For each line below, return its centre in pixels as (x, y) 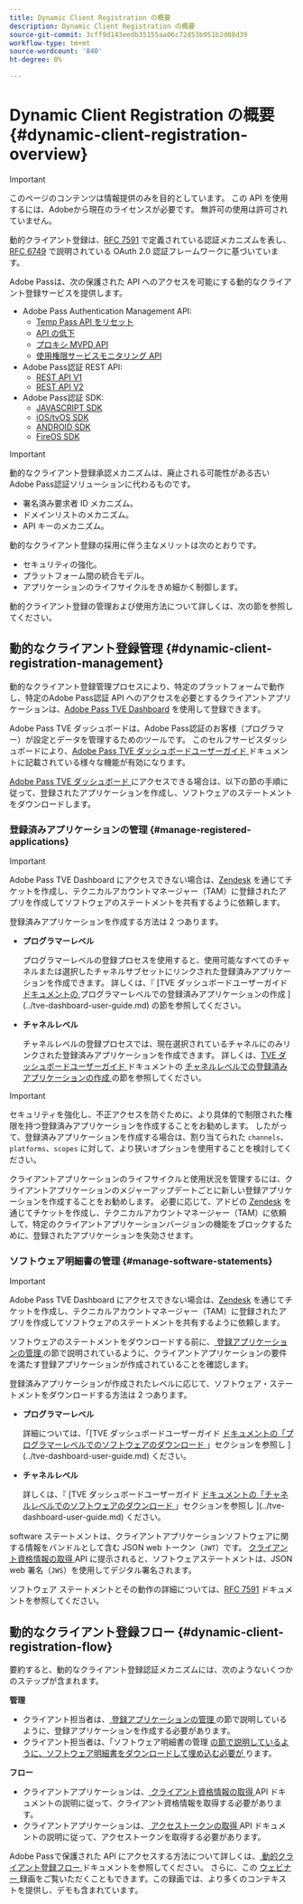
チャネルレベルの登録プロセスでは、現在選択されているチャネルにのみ (153, 1044)
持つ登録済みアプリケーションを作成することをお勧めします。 (139, 1126)
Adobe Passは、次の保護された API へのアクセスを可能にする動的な (135, 281)
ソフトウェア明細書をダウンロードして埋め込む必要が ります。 (161, 1753)
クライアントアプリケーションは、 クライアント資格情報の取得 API (145, 1792)
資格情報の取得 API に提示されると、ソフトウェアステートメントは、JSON (155, 1559)
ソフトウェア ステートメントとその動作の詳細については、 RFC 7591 (134, 1589)
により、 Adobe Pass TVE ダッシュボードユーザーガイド (143, 751)
